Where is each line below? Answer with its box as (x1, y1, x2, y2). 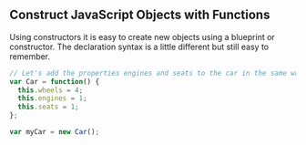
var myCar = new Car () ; (9, 128, 100, 137)
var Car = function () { (9, 77, 100, 86)
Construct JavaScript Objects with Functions (9, 7, 270, 23)
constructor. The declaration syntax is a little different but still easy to (9, 41, 270, 52)
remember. (9, 50, 51, 62)
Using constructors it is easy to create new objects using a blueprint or (9, 31, 275, 42)
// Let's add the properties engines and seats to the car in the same (9, 68, 287, 78)
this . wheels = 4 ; (17, 86, 84, 95)
